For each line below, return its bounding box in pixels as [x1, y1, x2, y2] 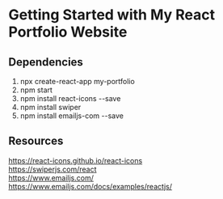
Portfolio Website [8, 23, 128, 41]
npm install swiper [19, 103, 82, 112]
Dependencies [8, 55, 83, 69]
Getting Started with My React [8, 6, 216, 24]
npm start [19, 85, 53, 95]
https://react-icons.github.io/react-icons [8, 155, 143, 165]
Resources [8, 134, 64, 148]
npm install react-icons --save [19, 94, 121, 103]
